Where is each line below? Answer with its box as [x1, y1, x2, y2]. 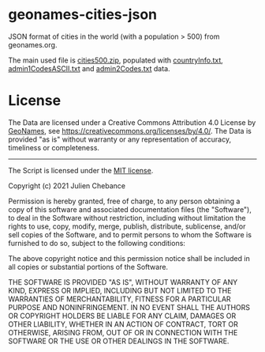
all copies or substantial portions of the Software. [8, 262, 168, 271]
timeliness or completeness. [8, 142, 100, 152]
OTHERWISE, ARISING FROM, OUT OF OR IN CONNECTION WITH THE [8, 327, 238, 337]
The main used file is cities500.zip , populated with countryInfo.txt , [8, 55, 223, 65]
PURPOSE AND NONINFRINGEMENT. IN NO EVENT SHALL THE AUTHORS [8, 302, 251, 312]
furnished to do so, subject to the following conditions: [8, 238, 185, 248]
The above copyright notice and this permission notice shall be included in [8, 253, 250, 263]
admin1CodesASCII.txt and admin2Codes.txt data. [8, 63, 171, 73]
